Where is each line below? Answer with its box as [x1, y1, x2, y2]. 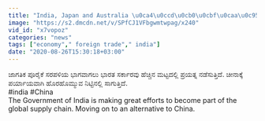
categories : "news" [8, 33, 73, 42]
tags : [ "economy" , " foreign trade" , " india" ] [8, 41, 160, 49]
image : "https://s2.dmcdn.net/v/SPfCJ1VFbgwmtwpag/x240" [8, 19, 200, 27]
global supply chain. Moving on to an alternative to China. [8, 104, 196, 113]
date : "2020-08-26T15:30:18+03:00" [8, 48, 125, 56]
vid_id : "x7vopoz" [8, 26, 69, 34]
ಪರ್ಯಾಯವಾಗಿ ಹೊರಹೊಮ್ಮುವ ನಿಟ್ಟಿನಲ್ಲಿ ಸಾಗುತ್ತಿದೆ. [8, 79, 128, 87]
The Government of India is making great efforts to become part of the [8, 96, 237, 104]
